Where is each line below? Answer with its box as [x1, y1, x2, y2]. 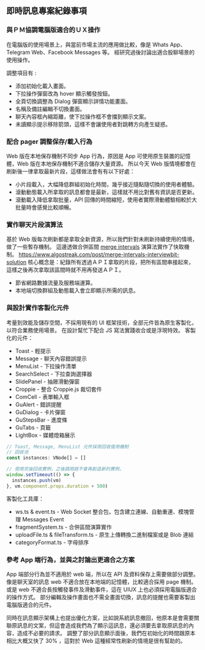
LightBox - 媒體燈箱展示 [15, 431, 75, 439]
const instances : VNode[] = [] [6, 455, 86, 461]
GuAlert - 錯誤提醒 [15, 401, 62, 408]
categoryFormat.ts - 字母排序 [15, 539, 89, 546]
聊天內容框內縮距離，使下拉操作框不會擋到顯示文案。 [15, 113, 150, 120]
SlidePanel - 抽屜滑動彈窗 [15, 377, 80, 385]
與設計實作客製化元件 [6, 304, 69, 312]
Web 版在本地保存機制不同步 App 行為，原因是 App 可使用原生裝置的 [6, 152, 181, 159]
